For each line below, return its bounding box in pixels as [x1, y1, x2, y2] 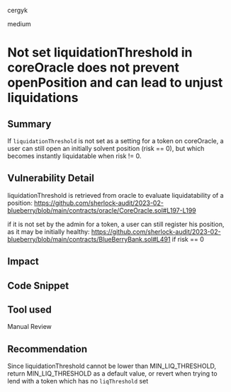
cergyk [7, 6, 28, 14]
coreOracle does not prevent [7, 60, 179, 76]
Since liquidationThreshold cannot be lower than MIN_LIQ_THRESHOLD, [7, 362, 217, 371]
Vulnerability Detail [7, 172, 94, 184]
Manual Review [7, 323, 52, 331]
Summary [7, 118, 52, 130]
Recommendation [7, 343, 87, 355]
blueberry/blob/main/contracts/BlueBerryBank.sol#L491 [7, 235, 171, 243]
